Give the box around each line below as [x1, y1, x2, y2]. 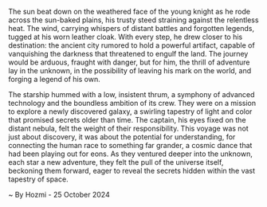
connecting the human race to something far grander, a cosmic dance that [8, 141, 253, 150]
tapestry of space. [8, 174, 69, 184]
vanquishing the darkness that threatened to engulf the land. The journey [8, 49, 249, 58]
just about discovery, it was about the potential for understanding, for [8, 132, 236, 142]
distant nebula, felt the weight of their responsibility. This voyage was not [8, 123, 249, 133]
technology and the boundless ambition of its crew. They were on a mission [8, 99, 257, 107]
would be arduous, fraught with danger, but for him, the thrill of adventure [8, 57, 250, 67]
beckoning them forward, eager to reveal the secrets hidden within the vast [8, 166, 256, 175]
